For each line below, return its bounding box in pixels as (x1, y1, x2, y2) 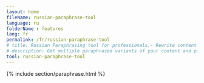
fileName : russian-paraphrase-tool (6, 14, 97, 20)
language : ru (6, 20, 39, 26)
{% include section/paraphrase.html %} (6, 70, 106, 77)
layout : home (6, 8, 39, 15)
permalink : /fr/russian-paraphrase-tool (6, 37, 110, 43)
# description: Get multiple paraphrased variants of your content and (6, 48, 191, 54)
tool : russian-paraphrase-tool (6, 54, 86, 60)
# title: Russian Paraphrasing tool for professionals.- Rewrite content (6, 43, 197, 49)
